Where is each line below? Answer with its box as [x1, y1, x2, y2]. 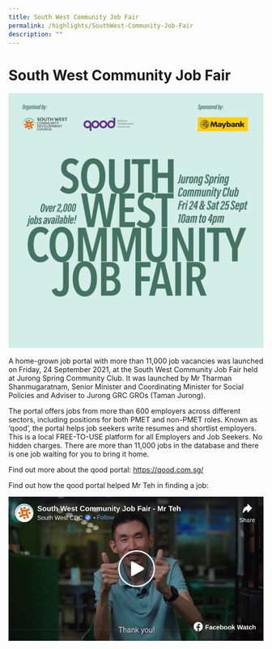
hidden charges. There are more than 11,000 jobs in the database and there [8, 441, 259, 451]
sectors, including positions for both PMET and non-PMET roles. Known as [8, 415, 258, 425]
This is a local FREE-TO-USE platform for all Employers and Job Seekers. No [8, 432, 263, 442]
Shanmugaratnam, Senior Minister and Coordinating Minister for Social [8, 382, 244, 392]
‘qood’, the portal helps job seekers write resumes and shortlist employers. [8, 423, 257, 433]
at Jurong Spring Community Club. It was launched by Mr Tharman [8, 373, 232, 384]
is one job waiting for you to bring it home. [8, 449, 150, 459]
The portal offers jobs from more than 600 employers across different [8, 406, 241, 416]
